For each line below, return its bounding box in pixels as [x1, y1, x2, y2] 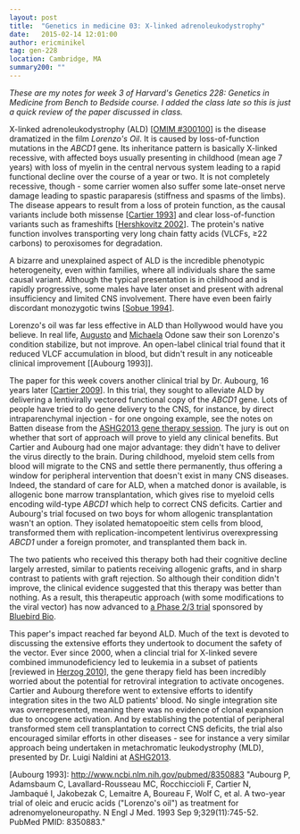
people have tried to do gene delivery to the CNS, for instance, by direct [9, 403, 274, 414]
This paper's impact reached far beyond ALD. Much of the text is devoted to [9, 628, 289, 639]
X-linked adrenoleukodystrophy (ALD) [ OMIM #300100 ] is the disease [9, 123, 266, 134]
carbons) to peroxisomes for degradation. [9, 238, 163, 249]
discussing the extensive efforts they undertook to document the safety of [9, 637, 283, 648]
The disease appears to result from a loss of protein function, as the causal [9, 199, 286, 210]
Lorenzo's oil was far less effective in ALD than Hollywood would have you [9, 319, 284, 331]
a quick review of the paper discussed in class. [9, 106, 183, 117]
